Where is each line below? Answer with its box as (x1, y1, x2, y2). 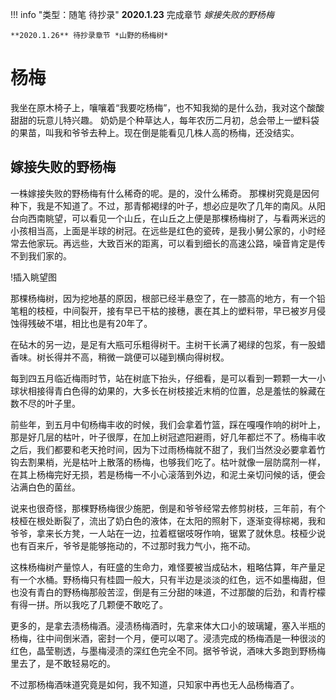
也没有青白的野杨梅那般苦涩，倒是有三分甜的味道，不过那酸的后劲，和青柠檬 (10, 586, 326, 598)
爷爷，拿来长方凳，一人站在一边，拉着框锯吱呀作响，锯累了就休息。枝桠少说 (10, 527, 326, 539)
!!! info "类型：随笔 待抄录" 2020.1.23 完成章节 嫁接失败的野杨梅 (10, 9, 275, 20)
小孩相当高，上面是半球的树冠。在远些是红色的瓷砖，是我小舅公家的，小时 (10, 224, 317, 237)
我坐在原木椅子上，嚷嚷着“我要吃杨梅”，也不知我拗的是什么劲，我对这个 (10, 101, 308, 113)
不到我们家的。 (10, 249, 72, 262)
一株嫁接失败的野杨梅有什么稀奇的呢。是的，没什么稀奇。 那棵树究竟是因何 (10, 187, 320, 199)
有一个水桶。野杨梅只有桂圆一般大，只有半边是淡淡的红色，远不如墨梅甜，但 (10, 573, 326, 585)
